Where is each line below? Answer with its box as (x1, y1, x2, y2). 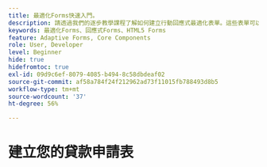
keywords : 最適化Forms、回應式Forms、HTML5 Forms (8, 26, 167, 34)
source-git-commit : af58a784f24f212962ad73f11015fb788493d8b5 (8, 78, 219, 85)
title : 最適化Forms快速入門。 (8, 11, 99, 20)
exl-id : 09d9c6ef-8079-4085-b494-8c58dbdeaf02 (8, 70, 165, 78)
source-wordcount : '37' (8, 93, 87, 101)
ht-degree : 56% (8, 100, 59, 108)
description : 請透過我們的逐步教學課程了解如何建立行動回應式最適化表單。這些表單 (8, 19, 250, 27)
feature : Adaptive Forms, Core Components (8, 33, 151, 42)
